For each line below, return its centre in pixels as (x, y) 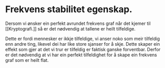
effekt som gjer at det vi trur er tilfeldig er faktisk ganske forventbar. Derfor (83, 49)
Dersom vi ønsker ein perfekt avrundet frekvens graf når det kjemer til (78, 23)
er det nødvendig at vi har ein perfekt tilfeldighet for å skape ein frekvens (81, 55)
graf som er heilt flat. (27, 60)
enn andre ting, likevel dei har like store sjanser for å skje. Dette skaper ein (82, 44)
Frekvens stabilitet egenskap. (69, 9)
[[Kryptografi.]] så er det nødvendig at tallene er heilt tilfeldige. (70, 28)
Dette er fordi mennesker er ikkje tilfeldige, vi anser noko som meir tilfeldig (82, 39)
